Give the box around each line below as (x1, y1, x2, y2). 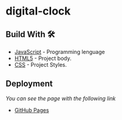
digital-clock (5, 4, 71, 18)
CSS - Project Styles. (14, 61, 67, 68)
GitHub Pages (14, 106, 50, 113)
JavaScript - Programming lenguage (14, 48, 105, 55)
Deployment (5, 79, 53, 89)
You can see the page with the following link (5, 95, 116, 102)
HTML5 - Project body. (14, 55, 72, 62)
